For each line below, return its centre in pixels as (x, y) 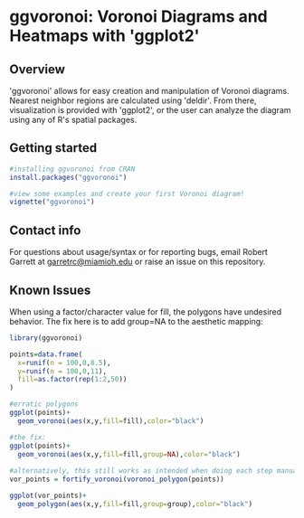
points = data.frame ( (46, 354)
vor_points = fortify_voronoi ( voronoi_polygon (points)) (117, 480)
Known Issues (50, 290)
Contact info (45, 230)
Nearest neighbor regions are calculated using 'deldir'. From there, (133, 100)
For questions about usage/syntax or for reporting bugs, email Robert (139, 252)
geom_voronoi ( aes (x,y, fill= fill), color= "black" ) (111, 421)
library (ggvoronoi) (46, 338)
